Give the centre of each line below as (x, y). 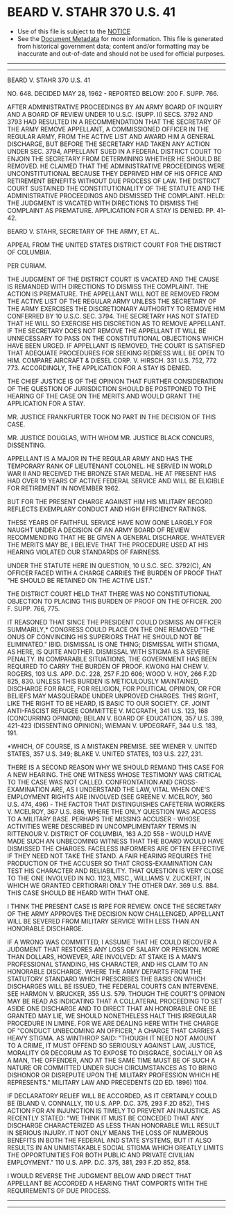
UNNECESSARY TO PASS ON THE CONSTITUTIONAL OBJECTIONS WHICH (115, 338)
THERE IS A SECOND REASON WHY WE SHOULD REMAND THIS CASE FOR (115, 767)
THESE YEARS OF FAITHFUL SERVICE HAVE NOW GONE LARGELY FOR (110, 522)
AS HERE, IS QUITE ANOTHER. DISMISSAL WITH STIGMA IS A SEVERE (109, 652)
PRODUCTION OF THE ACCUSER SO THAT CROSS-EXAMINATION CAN (110, 863)
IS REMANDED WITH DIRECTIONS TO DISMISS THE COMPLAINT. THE (108, 287)
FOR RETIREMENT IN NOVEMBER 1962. (64, 488)
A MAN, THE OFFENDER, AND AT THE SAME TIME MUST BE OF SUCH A (111, 1060)
